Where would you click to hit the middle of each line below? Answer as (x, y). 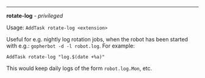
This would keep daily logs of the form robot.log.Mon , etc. (79, 68)
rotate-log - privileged (35, 16)
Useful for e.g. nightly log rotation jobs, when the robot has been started (97, 39)
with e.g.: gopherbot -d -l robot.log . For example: (71, 46)
